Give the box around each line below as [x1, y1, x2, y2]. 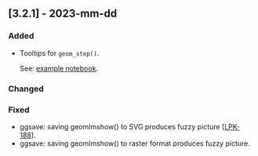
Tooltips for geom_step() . [19, 48, 100, 58]
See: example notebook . [19, 63, 99, 73]
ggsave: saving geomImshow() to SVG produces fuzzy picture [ [19, 122, 225, 131]
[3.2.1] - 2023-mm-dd [8, 7, 118, 20]
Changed [8, 83, 45, 94]
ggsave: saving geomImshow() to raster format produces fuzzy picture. [19, 138, 251, 148]
